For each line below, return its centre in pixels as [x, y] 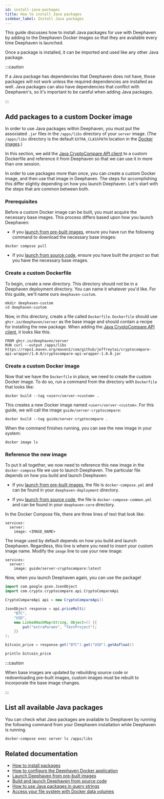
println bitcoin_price [28, 654]
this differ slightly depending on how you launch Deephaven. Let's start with [82, 184]
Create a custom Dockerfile [38, 273]
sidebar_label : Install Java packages [44, 19]
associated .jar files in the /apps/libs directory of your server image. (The [81, 134]
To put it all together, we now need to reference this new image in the [75, 465]
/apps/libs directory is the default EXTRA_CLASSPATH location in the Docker [79, 139]
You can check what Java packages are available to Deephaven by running [81, 719]
